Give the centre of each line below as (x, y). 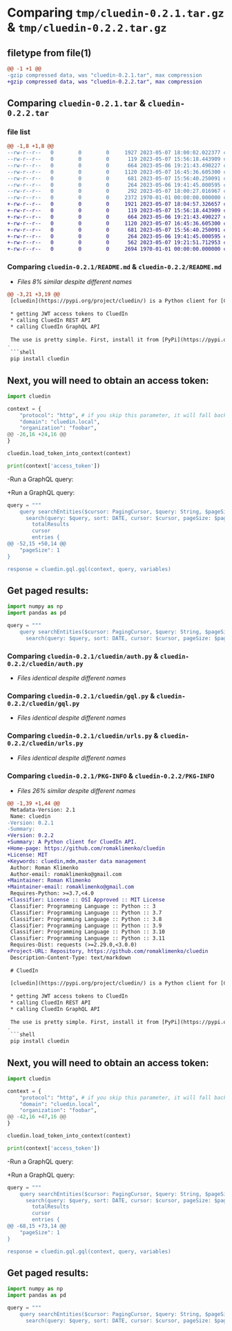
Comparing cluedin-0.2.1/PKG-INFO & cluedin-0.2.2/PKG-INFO (111, 776)
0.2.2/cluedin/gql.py (43, 704)
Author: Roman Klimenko (44, 868)
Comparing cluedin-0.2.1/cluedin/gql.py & (81, 696)
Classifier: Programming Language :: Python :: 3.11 (88, 938)
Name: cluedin (30, 816)
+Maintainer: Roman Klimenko (49, 881)
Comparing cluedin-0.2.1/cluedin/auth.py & (83, 656)
